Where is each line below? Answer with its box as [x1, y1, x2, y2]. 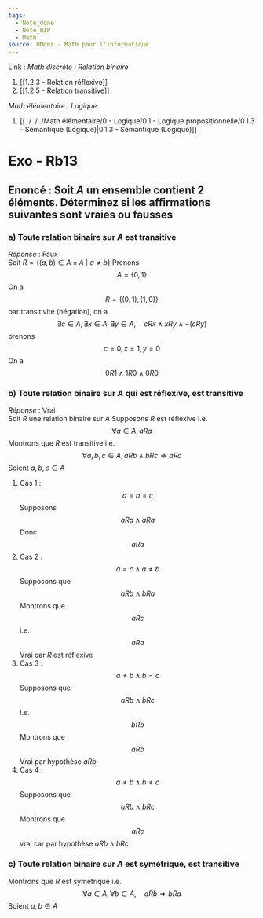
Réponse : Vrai [8, 406, 56, 415]
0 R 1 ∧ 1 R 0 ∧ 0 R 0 [104, 369, 159, 377]
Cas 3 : [19, 659, 43, 668]
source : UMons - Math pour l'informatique [8, 41, 149, 49]
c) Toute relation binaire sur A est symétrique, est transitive [8, 858, 239, 869]
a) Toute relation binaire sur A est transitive [8, 231, 177, 242]
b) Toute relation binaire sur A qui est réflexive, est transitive [8, 387, 243, 398]
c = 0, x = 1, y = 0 [103, 343, 161, 353]
